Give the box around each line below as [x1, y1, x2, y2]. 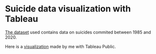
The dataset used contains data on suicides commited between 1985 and [5, 29, 151, 35]
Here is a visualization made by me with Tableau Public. [5, 43, 116, 49]
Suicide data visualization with [5, 3, 131, 14]
